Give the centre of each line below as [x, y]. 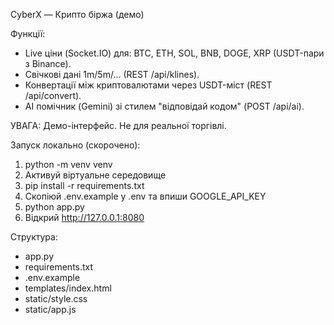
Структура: [34, 237]
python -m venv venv [68, 164]
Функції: [28, 33]
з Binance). [48, 63]
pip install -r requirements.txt [84, 185]
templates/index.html [68, 288]
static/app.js [50, 309]
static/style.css [56, 298]
